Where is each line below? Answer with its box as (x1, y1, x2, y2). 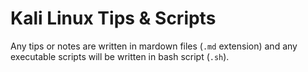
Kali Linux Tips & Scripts (10, 7, 217, 30)
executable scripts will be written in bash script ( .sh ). (10, 50, 230, 62)
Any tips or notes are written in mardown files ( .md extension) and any (10, 40, 298, 52)
